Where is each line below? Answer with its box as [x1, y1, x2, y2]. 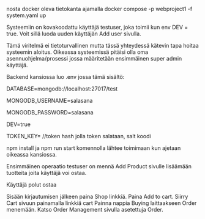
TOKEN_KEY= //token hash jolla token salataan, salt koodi [6, 133, 151, 139]
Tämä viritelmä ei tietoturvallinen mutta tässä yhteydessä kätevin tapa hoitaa [6, 42, 199, 49]
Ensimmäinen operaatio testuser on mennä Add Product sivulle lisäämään [6, 163, 192, 170]
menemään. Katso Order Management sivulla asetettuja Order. [6, 206, 163, 213]
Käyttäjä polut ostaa [6, 181, 57, 188]
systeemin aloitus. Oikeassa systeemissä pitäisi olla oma [6, 48, 149, 56]
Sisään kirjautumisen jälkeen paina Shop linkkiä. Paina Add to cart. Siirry [6, 193, 188, 200]
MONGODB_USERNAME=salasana [6, 97, 93, 104]
